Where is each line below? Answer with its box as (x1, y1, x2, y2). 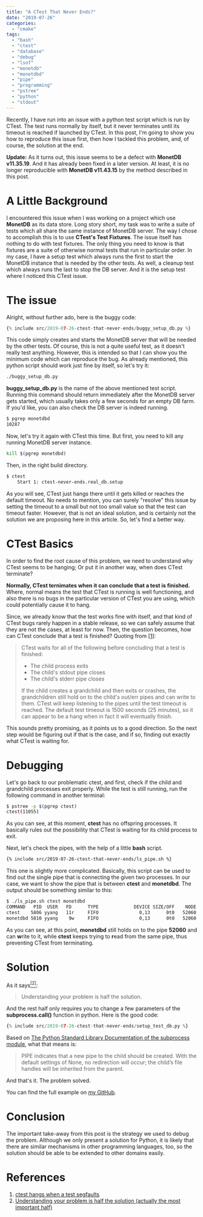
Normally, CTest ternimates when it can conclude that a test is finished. (6, 581, 190, 589)
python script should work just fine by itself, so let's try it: (6, 362, 150, 369)
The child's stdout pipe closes (30, 668, 106, 676)
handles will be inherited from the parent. (21, 1065, 124, 1073)
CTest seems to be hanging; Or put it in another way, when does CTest (6, 563, 183, 571)
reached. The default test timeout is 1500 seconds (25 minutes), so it (21, 706, 193, 713)
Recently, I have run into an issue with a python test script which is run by (6, 116, 190, 123)
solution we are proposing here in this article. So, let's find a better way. (6, 515, 186, 523)
